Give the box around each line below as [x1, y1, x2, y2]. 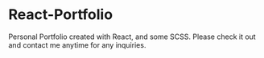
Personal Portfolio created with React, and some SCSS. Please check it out [8, 32, 256, 41]
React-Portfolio [8, 6, 113, 24]
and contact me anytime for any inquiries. [8, 40, 146, 49]
